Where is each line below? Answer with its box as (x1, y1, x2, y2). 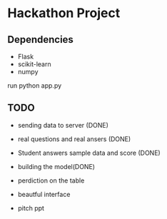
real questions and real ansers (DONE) (17, 134, 131, 143)
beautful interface (17, 190, 71, 198)
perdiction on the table (17, 176, 85, 185)
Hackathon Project (7, 5, 121, 21)
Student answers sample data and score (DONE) (17, 148, 161, 157)
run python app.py (7, 81, 62, 90)
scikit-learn (17, 60, 51, 68)
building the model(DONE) (17, 162, 95, 170)
